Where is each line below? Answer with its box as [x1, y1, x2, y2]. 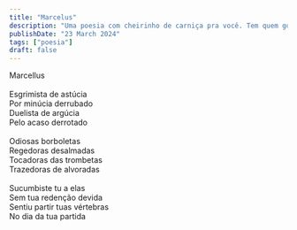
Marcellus [9, 70, 46, 80]
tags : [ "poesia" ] [9, 37, 73, 47]
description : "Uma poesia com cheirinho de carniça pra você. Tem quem [9, 21, 278, 30]
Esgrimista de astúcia [9, 89, 88, 100]
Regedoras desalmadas [9, 145, 95, 156]
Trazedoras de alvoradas [9, 165, 100, 175]
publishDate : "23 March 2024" [9, 29, 121, 38]
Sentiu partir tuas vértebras [9, 202, 109, 212]
